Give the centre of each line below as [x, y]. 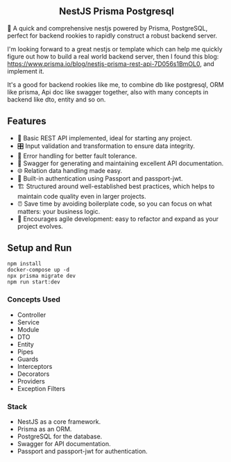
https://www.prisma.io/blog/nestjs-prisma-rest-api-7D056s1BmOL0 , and [111, 64]
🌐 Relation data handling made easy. [70, 170]
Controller [32, 315]
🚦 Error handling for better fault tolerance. [77, 156]
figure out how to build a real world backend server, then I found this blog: [113, 56]
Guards [28, 359]
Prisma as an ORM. [44, 429]
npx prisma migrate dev [42, 276]
